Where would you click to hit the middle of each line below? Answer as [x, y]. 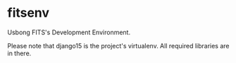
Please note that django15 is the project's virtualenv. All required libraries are [118, 45]
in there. [19, 53]
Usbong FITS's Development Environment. [69, 32]
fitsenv [29, 13]
